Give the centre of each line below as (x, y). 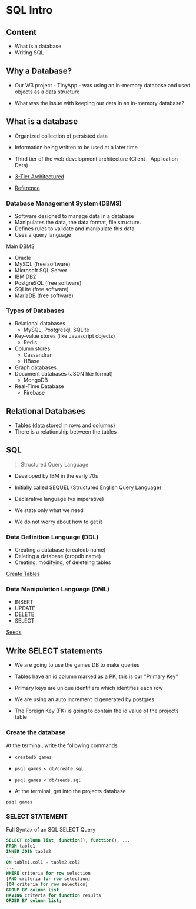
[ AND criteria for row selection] (49, 879)
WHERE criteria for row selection (49, 874)
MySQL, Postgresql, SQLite (56, 330)
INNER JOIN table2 (29, 851)
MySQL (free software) (42, 264)
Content (21, 32)
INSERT (24, 602)
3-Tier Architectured (39, 176)
